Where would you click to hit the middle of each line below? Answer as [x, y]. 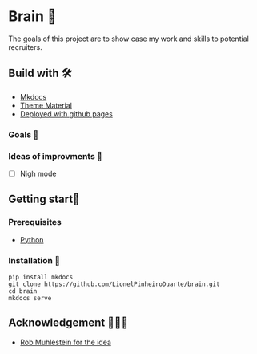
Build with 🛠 [40, 73]
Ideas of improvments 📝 [55, 156]
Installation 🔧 [34, 260]
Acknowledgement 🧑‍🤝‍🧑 [68, 323]
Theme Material [46, 105]
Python [32, 239]
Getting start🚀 [44, 199]
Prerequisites [35, 222]
